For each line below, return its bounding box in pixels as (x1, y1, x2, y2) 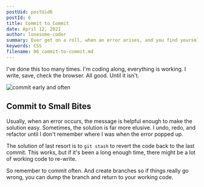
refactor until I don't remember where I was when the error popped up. (6, 130, 183, 138)
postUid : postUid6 (6, 9, 53, 15)
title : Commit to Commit (6, 20, 69, 26)
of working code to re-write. (6, 155, 77, 162)
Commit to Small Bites (6, 101, 92, 111)
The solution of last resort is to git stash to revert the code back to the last (6, 142, 195, 149)
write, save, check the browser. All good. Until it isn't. (6, 71, 140, 79)
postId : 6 (6, 15, 32, 21)
